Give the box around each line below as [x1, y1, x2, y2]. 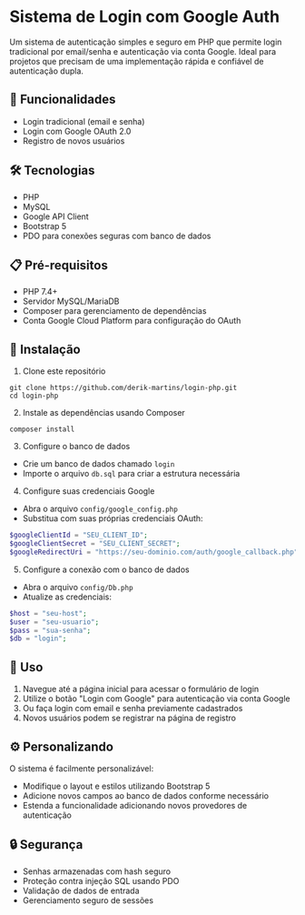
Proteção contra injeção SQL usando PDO [22, 875, 180, 886]
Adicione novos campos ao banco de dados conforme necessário [22, 789, 270, 801]
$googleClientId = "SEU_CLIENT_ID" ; [9, 530, 148, 540]
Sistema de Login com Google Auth [9, 6, 280, 27]
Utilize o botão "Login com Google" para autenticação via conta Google [22, 693, 290, 704]
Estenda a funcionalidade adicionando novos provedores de [22, 799, 248, 810]
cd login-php [9, 391, 59, 401]
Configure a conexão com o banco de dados [22, 564, 190, 575]
